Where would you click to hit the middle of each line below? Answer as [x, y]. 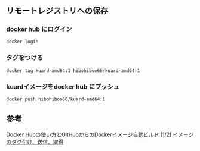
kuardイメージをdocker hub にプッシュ [63, 86]
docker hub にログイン [39, 29]
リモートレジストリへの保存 [57, 11]
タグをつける [25, 58]
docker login [22, 42]
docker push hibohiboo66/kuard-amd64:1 [56, 99]
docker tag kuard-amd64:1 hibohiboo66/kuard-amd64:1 [73, 70]
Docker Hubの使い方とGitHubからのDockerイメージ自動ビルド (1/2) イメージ [100, 134]
